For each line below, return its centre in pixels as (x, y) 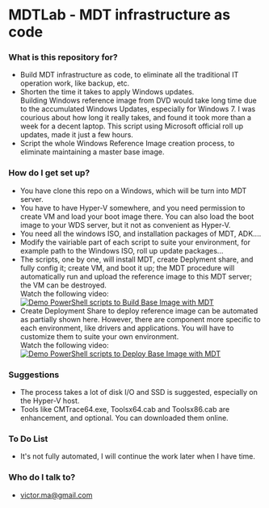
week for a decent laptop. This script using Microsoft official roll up (132, 126)
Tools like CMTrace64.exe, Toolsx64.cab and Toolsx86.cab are (125, 409)
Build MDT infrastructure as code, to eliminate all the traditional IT (129, 75)
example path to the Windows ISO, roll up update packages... (122, 250)
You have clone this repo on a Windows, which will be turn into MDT (133, 191)
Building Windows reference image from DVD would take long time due (138, 101)
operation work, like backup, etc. (75, 83)
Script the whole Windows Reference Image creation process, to (127, 144)
